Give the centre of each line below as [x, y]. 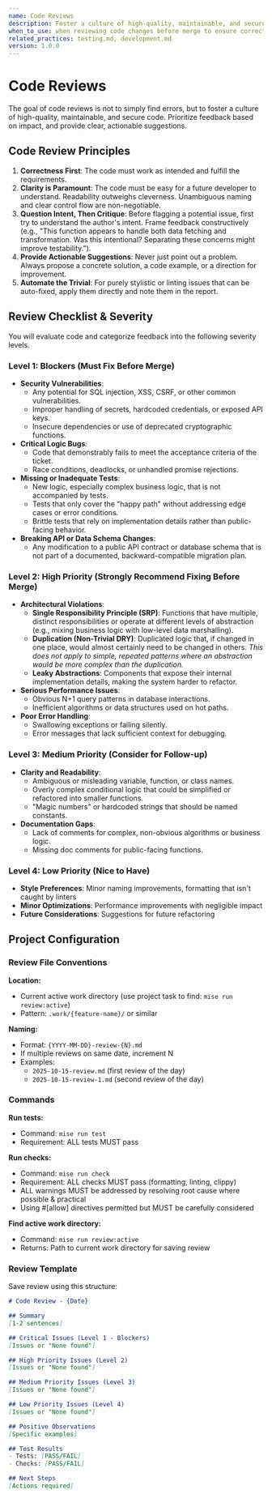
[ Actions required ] [41, 1486]
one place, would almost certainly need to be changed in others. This [147, 647]
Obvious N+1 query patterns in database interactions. [121, 699]
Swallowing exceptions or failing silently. [100, 725]
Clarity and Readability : [60, 772]
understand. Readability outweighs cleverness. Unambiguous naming [136, 196]
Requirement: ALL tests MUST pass [79, 1142]
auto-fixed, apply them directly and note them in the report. [119, 291]
